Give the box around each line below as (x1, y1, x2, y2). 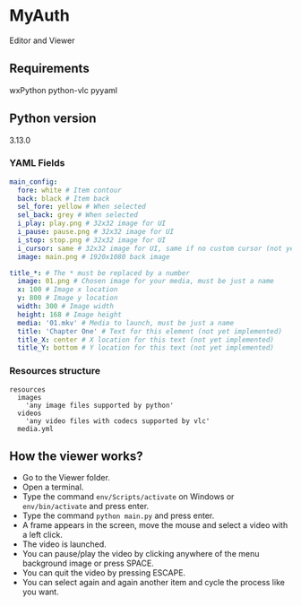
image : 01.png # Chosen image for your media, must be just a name (17, 277, 275, 286)
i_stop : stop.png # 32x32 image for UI (17, 235, 167, 245)
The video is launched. (21, 539, 107, 550)
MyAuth (9, 5, 70, 26)
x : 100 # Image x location (17, 285, 118, 294)
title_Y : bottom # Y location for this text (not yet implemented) (17, 343, 275, 352)
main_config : (9, 177, 58, 186)
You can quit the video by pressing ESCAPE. (21, 567, 186, 578)
